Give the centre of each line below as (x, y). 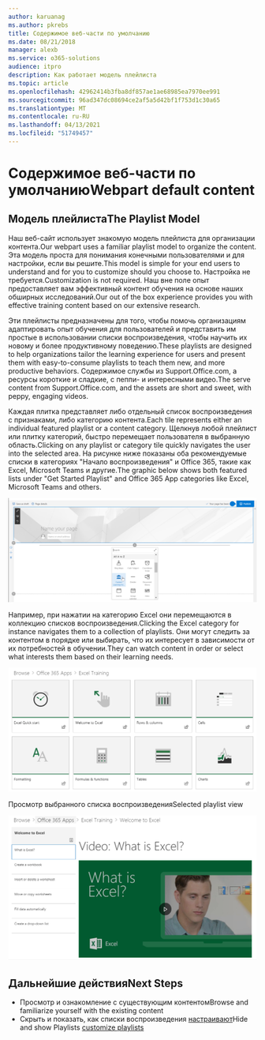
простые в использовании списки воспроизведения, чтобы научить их (128, 337)
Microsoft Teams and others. (55, 486)
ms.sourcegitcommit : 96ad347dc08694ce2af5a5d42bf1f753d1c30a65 (114, 100)
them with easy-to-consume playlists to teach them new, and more (117, 362)
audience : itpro (35, 67)
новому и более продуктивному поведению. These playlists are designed (130, 345)
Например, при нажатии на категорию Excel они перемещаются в (120, 615)
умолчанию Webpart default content (131, 190)
